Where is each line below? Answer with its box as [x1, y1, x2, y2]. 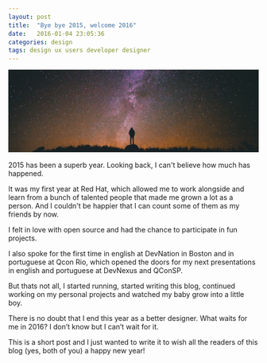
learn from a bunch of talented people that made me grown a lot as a [8, 192, 234, 202]
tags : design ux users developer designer [8, 46, 151, 55]
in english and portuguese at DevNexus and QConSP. [8, 265, 184, 275]
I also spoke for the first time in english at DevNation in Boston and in [8, 248, 234, 258]
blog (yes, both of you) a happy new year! [8, 345, 145, 355]
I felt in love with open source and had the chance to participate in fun [8, 224, 238, 234]
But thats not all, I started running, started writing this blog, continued [8, 281, 236, 291]
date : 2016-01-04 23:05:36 [8, 29, 105, 37]
